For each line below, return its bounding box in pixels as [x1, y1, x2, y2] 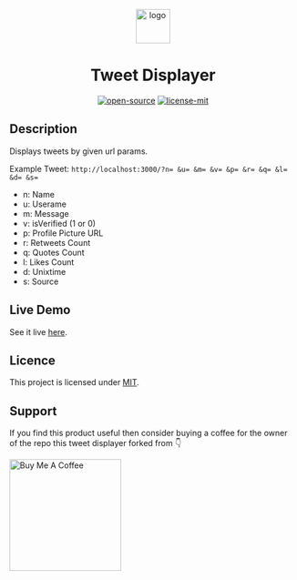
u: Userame [22, 198, 67, 209]
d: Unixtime [22, 266, 67, 277]
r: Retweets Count [22, 237, 91, 248]
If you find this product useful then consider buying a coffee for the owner [9, 428, 289, 439]
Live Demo [9, 302, 71, 318]
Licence [9, 352, 56, 368]
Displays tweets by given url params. [9, 146, 148, 157]
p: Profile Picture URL [22, 228, 104, 239]
